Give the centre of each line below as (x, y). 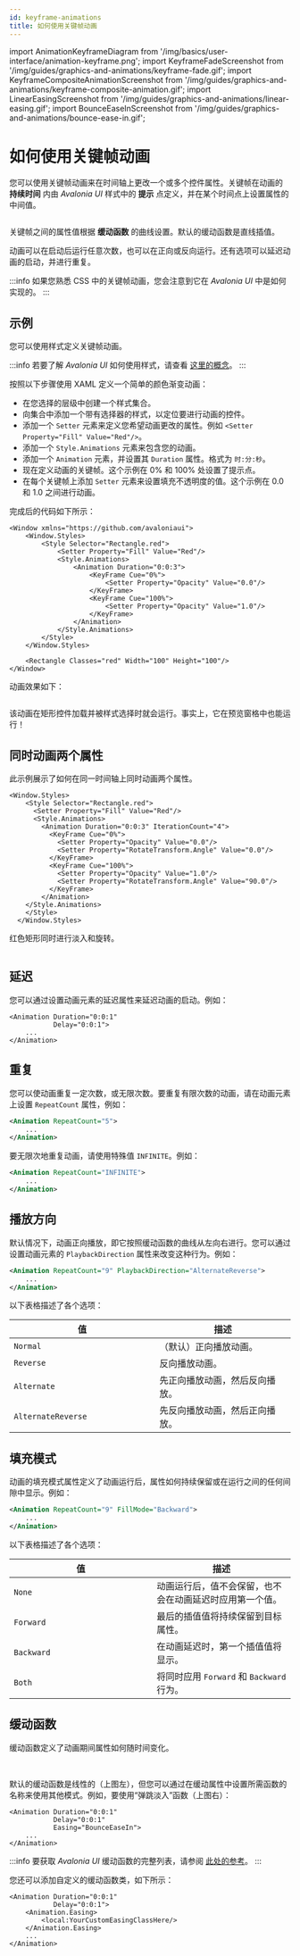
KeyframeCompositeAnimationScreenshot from (96, 79)
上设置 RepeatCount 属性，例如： (69, 1104)
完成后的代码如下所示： (52, 512)
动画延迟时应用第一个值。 (229, 1599)
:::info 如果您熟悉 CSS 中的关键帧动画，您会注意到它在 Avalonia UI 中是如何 (148, 281)
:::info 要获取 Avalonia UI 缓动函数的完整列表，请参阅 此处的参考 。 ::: (135, 1860)
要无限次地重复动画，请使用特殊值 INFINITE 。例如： (105, 1156)
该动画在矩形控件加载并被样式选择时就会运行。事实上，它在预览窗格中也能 (146, 713)
